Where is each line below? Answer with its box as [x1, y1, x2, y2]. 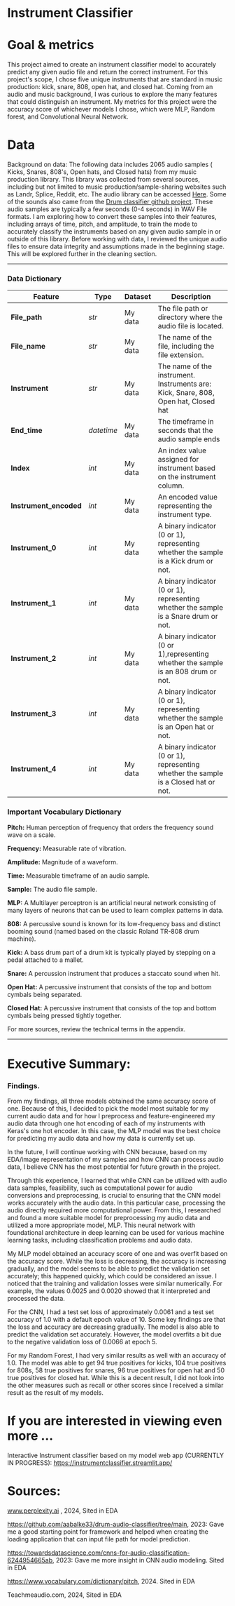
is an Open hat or [157, 722, 215, 732]
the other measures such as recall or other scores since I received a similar [7, 1381, 224, 1390]
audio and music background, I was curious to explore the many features [7, 90, 218, 99]
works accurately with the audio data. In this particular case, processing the [7, 1198, 226, 1207]
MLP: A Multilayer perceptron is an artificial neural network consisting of [7, 898, 217, 906]
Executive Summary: [7, 1056, 131, 1071]
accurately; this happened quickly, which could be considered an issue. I [7, 1272, 217, 1280]
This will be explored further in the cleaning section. [7, 250, 157, 258]
